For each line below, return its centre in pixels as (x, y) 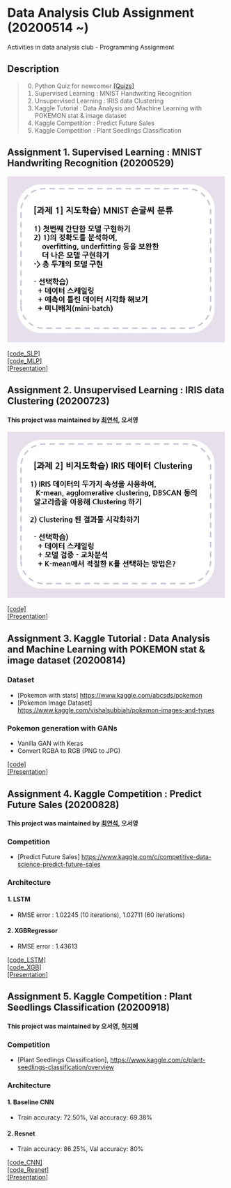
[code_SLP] (24, 353)
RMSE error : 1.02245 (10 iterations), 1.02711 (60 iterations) (101, 915)
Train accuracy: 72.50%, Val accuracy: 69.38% (85, 1117)
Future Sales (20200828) (63, 805)
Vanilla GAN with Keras (50, 743)
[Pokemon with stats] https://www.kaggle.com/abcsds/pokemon (110, 695)
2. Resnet (21, 1134)
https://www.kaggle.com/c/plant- (158, 1060)
